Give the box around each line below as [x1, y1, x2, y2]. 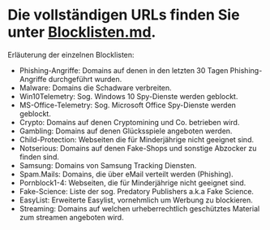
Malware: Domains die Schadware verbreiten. [19, 83, 172, 93]
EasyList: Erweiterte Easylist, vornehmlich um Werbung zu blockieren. [19, 195, 253, 205]
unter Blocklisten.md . [7, 23, 156, 41]
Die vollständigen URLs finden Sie [7, 6, 240, 24]
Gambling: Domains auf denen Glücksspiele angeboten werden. [19, 126, 233, 136]
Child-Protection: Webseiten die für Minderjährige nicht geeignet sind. [19, 134, 255, 144]
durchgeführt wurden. [48, 74, 122, 84]
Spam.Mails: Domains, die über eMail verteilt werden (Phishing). [19, 169, 234, 179]
